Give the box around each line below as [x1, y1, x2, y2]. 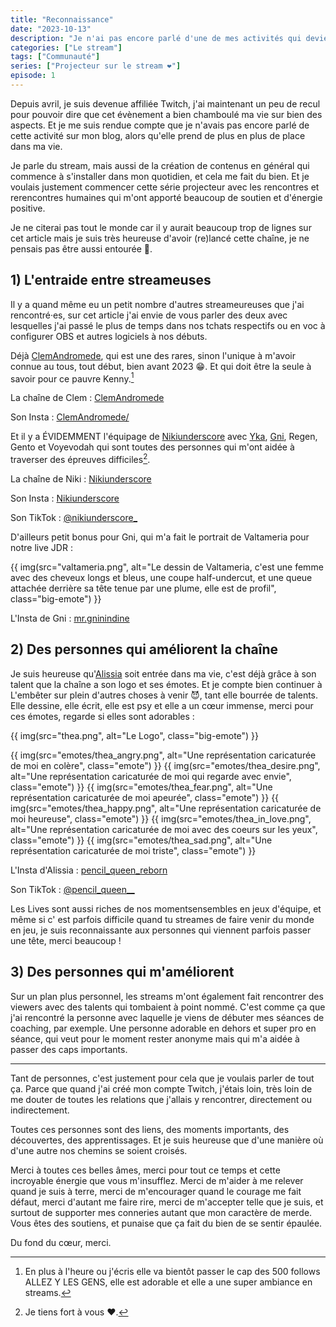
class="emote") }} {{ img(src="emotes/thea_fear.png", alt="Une [10, 781, 273, 793]
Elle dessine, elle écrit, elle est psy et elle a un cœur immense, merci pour [10, 699, 314, 711]
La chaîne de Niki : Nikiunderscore [10, 473, 152, 485]
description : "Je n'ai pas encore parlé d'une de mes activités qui [10, 33, 302, 43]
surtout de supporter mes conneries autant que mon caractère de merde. [10, 1206, 313, 1218]
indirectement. [10, 1104, 70, 1116]
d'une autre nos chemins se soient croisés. [10, 1144, 188, 1156]
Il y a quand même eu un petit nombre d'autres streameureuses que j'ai [10, 298, 305, 310]
